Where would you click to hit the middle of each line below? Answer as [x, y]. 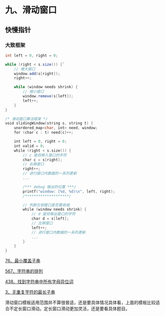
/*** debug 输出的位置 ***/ [50, 187]
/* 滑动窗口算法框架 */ [27, 119]
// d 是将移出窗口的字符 [53, 214]
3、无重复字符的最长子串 [30, 292]
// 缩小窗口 [33, 92]
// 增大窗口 [25, 69]
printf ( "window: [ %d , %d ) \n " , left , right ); [69, 191]
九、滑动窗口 [31, 10]
